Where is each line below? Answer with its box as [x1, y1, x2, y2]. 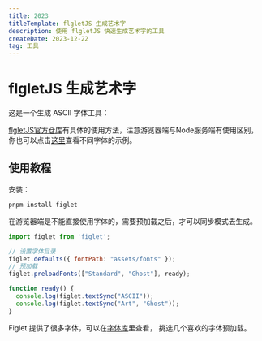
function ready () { [8, 285, 75, 293]
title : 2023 [8, 11, 49, 20]
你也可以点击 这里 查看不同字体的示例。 [8, 136, 136, 145]
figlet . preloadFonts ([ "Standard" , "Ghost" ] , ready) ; [8, 270, 191, 278]
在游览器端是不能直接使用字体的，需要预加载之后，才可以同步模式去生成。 [8, 216, 257, 226]
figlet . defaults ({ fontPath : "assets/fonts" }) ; [8, 255, 176, 263]
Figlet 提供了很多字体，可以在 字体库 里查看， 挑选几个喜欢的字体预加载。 [8, 322, 251, 333]
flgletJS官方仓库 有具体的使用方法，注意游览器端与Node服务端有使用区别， [8, 125, 258, 135]
